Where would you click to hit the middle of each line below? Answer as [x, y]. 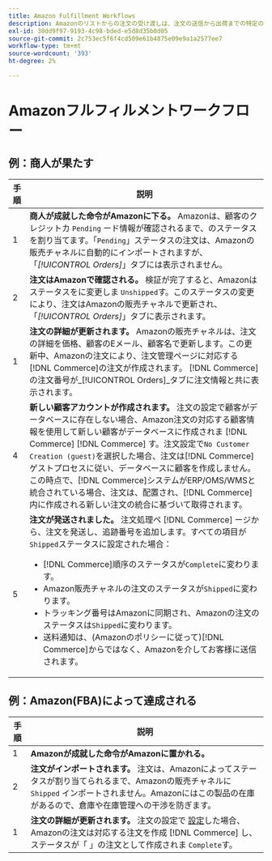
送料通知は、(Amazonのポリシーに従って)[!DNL [134, 637]
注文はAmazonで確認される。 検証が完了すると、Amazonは [143, 279]
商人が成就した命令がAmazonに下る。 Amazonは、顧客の [139, 215]
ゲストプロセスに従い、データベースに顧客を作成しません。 [143, 468]
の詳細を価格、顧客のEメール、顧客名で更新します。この [137, 343]
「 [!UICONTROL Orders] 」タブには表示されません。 [128, 264]
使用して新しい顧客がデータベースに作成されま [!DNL [147, 432]
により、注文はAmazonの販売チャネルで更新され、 [126, 304]
